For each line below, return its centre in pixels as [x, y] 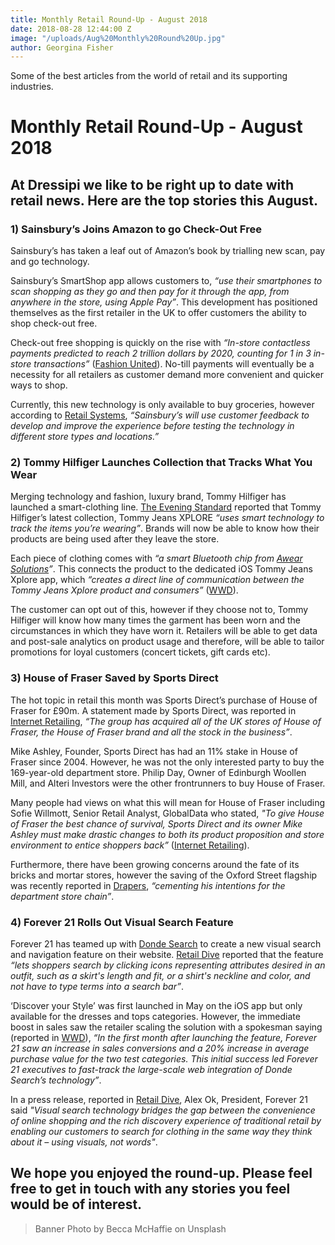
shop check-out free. [54, 323]
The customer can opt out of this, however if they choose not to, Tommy [159, 610]
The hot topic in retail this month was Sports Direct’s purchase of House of [164, 700]
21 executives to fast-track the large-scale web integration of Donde [151, 1070]
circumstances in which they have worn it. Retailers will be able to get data [164, 631]
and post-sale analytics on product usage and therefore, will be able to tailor [167, 642]
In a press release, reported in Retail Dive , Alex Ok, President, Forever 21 [159, 1100]
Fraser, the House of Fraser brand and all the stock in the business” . [151, 732]
